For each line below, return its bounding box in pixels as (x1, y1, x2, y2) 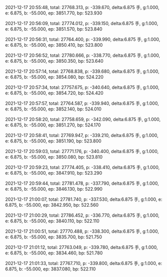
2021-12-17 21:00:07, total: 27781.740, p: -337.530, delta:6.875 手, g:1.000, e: (5, 196, 162, 202)
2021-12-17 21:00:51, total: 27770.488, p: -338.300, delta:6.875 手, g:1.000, (5, 228, 159, 234)
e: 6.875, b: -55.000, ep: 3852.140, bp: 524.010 (5, 106, 101, 112)
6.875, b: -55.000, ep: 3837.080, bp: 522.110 (5, 266, 96, 272)
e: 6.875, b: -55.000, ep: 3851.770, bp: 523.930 (5, 10, 102, 16)
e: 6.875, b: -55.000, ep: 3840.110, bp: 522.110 (5, 218, 100, 224)
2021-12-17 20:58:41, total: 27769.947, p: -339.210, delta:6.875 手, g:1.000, (5, 132, 158, 138)
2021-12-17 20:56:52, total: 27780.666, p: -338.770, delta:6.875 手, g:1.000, (5, 52, 160, 58)
